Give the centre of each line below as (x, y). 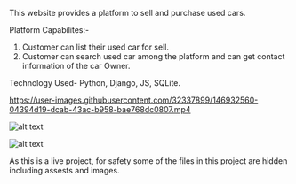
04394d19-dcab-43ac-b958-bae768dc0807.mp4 (100, 109)
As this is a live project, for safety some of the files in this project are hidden (148, 161)
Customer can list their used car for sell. (95, 47)
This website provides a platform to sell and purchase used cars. (128, 13)
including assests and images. (64, 170)
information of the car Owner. (76, 66)
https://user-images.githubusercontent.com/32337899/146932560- (134, 100)
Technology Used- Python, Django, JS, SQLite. (95, 83)
